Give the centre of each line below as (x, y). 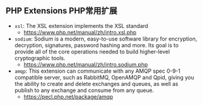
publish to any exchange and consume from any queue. (84, 90)
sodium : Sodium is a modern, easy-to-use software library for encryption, (106, 39)
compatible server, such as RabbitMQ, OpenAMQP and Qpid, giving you (104, 77)
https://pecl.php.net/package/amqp (68, 96)
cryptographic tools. (40, 58)
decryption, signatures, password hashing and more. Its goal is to (96, 45)
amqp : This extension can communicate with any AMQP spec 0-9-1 (97, 71)
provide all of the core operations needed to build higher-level (92, 51)
